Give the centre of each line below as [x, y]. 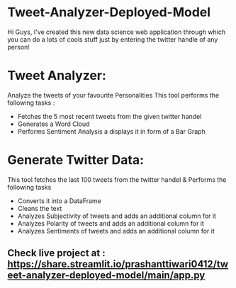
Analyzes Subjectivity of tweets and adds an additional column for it [117, 216]
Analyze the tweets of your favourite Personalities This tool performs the [113, 95]
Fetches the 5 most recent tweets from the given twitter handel [109, 116]
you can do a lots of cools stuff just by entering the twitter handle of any [113, 39]
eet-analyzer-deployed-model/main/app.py [106, 276]
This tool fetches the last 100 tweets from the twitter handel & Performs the [117, 179]
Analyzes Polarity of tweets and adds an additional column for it [111, 223]
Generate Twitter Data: [75, 160]
